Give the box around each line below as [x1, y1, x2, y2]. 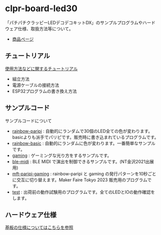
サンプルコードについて [5, 117, 52, 123]
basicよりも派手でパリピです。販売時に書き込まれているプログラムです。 [12, 134, 159, 140]
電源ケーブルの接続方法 [12, 82, 60, 88]
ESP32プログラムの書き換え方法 [12, 88, 77, 94]
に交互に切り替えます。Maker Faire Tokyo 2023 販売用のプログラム [12, 176, 147, 183]
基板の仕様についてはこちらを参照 [5, 225, 74, 231]
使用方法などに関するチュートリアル [5, 65, 78, 71]
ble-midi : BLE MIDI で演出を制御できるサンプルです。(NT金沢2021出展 [12, 158, 154, 164]
